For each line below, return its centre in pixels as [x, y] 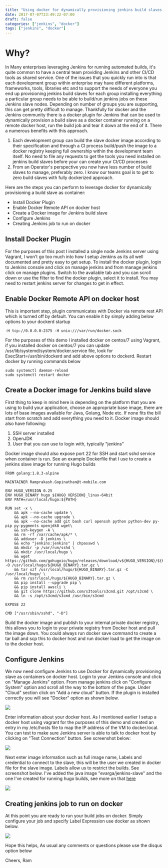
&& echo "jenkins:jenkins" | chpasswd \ [57, 543]
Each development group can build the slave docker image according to [86, 140]
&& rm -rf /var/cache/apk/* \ [46, 534]
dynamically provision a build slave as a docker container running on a [78, 120]
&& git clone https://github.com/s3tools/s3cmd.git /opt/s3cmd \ [84, 591]
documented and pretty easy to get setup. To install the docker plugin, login [83, 262]
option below [19, 851]
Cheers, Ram [18, 860]
